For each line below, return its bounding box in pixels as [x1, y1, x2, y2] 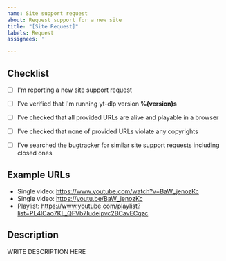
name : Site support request [7, 10, 88, 17]
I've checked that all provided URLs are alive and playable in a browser [17, 113, 219, 122]
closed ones [17, 149, 53, 157]
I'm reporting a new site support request [17, 86, 133, 94]
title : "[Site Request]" [7, 23, 79, 30]
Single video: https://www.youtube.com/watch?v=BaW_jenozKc [17, 187, 199, 195]
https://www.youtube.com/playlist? [41, 202, 141, 211]
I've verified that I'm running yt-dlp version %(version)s [17, 99, 178, 108]
